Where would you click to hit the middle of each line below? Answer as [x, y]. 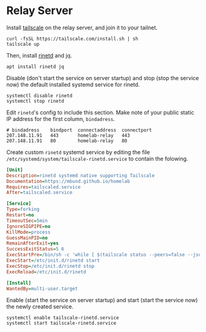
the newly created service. [40, 307]
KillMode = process [29, 232]
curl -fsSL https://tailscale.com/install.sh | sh [72, 39]
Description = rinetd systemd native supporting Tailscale [81, 175]
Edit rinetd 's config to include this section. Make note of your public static [100, 112]
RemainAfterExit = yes [33, 243]
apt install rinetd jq [35, 67]
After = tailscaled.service [39, 193]
